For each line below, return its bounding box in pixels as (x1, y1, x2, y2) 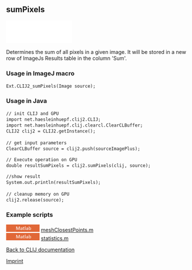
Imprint (6, 257, 23, 264)
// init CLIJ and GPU (6, 111, 59, 117)
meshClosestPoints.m (41, 226, 94, 233)
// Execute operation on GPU (6, 157, 78, 163)
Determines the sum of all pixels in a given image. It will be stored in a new (6, 48, 187, 55)
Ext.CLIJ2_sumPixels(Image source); (6, 83, 96, 90)
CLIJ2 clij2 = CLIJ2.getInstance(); (6, 128, 96, 134)
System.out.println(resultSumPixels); (6, 180, 101, 186)
